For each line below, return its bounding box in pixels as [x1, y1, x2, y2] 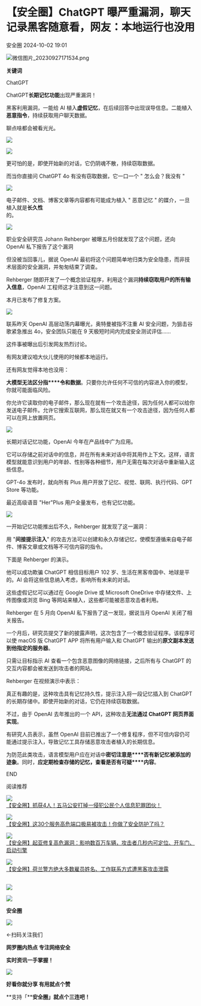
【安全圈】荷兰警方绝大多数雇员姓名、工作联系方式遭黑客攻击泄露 [6, 865, 169, 872]
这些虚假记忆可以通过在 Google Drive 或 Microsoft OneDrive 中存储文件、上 [6, 589, 192, 596]
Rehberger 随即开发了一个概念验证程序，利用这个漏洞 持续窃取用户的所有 [6, 276, 185, 283]
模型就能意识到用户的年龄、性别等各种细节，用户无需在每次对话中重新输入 [6, 458, 190, 465]
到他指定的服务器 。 [6, 644, 54, 651]
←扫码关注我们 [6, 931, 43, 938]
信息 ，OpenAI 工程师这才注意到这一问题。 [11, 283, 115, 291]
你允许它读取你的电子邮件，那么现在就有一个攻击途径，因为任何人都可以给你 [6, 399, 195, 406]
